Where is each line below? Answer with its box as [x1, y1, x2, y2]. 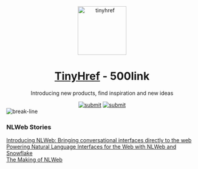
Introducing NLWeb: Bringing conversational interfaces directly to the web [6, 137, 192, 144]
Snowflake [6, 150, 33, 157]
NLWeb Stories [6, 123, 52, 131]
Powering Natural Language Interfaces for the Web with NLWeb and [6, 143, 177, 151]
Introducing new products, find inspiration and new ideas [30, 89, 174, 97]
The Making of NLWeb [6, 156, 63, 164]
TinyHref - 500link [54, 69, 150, 83]
